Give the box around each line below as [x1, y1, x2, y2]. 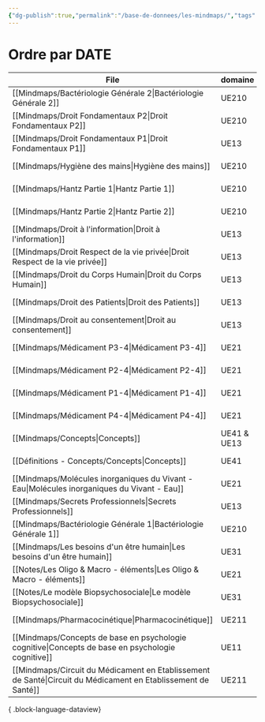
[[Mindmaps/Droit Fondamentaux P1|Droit [12, 133, 168, 144]
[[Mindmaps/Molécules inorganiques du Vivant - [12, 473, 193, 484]
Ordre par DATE [8, 45, 112, 63]
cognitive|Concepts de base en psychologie [12, 642, 176, 653]
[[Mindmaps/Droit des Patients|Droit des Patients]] [12, 297, 200, 308]
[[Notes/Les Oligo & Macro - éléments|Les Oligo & [12, 563, 200, 574]
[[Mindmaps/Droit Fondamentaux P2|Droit [12, 110, 168, 121]
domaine [220, 74, 255, 85]
